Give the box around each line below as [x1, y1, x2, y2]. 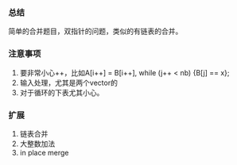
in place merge [19, 148, 69, 157]
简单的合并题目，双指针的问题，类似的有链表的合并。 [8, 26, 183, 36]
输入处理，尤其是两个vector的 [19, 78, 118, 87]
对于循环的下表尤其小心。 [19, 87, 104, 97]
